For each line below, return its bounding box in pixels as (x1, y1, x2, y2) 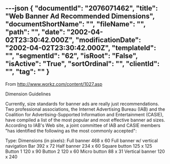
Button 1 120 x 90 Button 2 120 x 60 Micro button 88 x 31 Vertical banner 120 (5, 148, 165, 154)
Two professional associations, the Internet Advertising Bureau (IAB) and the (5, 106, 165, 112)
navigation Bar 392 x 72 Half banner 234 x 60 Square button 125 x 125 (5, 143, 152, 149)
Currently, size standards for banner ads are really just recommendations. (5, 101, 159, 107)
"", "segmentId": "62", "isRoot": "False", (5, 52, 138, 60)
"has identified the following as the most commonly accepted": (5, 127, 137, 134)
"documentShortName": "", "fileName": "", (5, 20, 146, 28)
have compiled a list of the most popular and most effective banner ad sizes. (5, 117, 165, 123)
